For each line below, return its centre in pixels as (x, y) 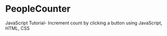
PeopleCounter (38, 9)
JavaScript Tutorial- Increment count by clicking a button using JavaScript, (84, 23)
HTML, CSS (18, 28)
